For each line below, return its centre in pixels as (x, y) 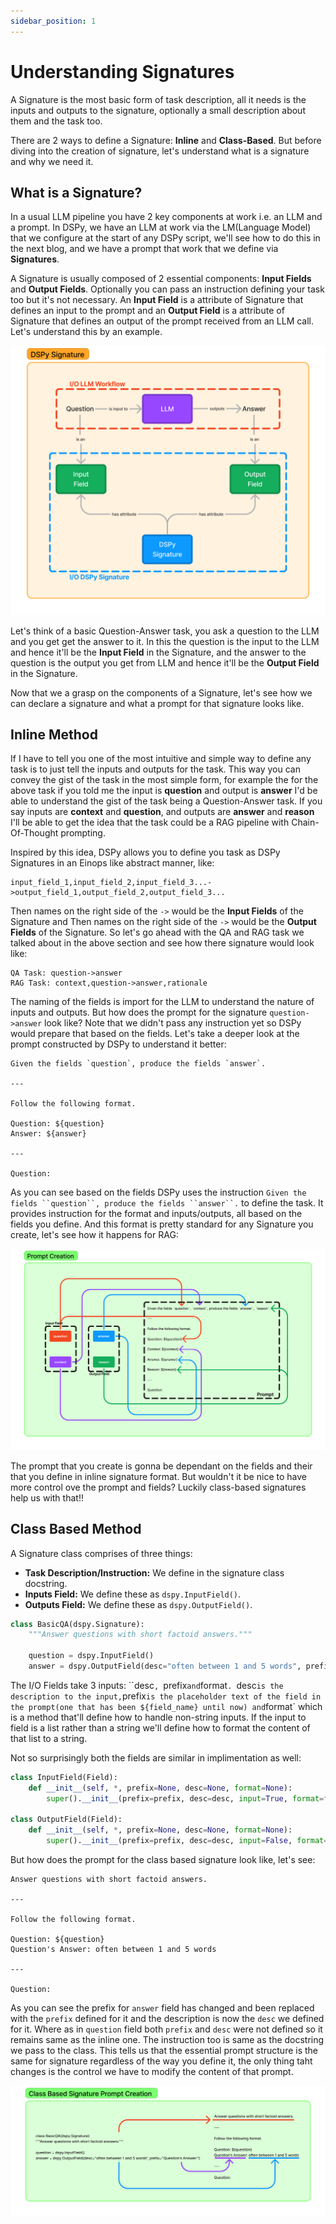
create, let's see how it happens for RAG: (94, 1235)
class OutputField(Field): (66, 1820)
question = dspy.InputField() (91, 1656)
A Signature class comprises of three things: (101, 1553)
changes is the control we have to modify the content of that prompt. (152, 2072)
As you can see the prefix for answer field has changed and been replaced (162, 2008)
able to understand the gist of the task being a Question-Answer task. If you (166, 801)
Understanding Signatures (122, 71)
